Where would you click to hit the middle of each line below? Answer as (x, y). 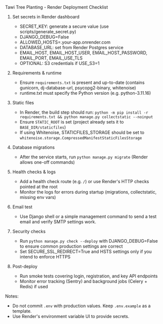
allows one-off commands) (47, 162)
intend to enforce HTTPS (45, 257)
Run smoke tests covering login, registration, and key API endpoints (89, 276)
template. (22, 311)
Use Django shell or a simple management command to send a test (88, 216)
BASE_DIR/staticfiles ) (43, 127)
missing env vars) (38, 197)
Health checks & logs (34, 172)
